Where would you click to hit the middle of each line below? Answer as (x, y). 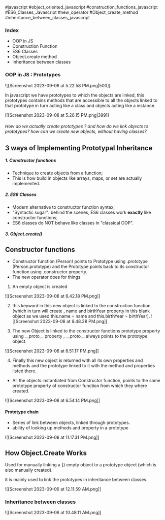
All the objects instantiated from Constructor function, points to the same (86, 381)
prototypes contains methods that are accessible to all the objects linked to (81, 100)
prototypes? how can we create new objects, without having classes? (76, 131)
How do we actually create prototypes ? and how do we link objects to (77, 126)
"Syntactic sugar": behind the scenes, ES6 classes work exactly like (82, 212)
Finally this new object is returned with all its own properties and (78, 360)
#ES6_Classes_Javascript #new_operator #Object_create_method (72, 12)
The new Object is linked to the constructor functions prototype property (86, 331)
